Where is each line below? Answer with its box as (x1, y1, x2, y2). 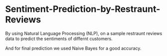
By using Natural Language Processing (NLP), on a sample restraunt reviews (5, 30, 163, 36)
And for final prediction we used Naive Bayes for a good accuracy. (5, 45, 142, 51)
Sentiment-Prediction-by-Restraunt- (5, 3, 161, 15)
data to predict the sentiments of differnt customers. (5, 36, 113, 42)
